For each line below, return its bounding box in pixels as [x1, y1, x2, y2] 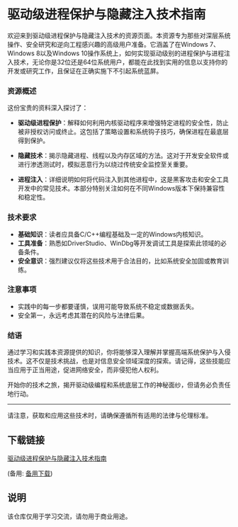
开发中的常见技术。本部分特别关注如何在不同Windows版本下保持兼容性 [17, 184, 225, 193]
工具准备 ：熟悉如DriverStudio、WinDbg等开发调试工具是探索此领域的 [17, 239, 221, 247]
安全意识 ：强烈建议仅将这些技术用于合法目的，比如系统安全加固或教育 [17, 256, 223, 265]
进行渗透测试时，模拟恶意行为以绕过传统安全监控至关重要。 [17, 160, 192, 169]
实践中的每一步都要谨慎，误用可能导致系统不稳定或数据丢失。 [17, 302, 198, 310]
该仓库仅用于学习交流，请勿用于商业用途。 [7, 511, 132, 521]
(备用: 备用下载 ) [7, 469, 53, 477]
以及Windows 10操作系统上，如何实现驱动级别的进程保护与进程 [40, 49, 225, 57]
